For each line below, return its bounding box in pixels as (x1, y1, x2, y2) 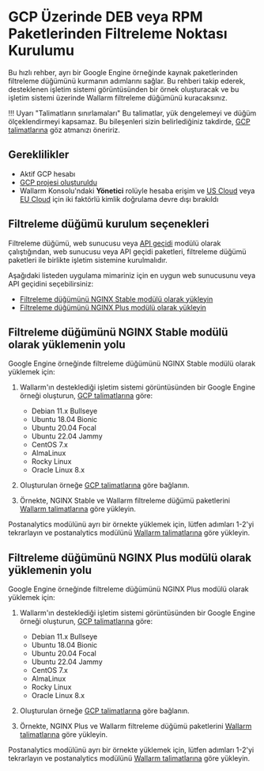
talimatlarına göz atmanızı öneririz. (8, 125, 121, 135)
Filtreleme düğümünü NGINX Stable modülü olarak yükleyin (19, 294, 213, 304)
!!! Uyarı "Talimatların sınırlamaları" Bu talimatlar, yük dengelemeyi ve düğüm (8, 108, 257, 118)
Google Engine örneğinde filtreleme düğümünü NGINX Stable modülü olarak (8, 359, 256, 368)
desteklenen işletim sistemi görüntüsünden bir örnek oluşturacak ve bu (8, 84, 239, 94)
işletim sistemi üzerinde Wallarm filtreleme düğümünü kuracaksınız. (8, 93, 228, 102)
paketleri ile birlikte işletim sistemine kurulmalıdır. (8, 255, 168, 264)
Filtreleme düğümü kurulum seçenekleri (8, 218, 209, 231)
